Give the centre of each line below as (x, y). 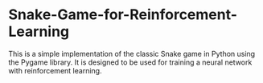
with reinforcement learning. (55, 70)
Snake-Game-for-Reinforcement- (123, 15)
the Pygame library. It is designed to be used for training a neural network (130, 62)
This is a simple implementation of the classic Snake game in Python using (132, 53)
